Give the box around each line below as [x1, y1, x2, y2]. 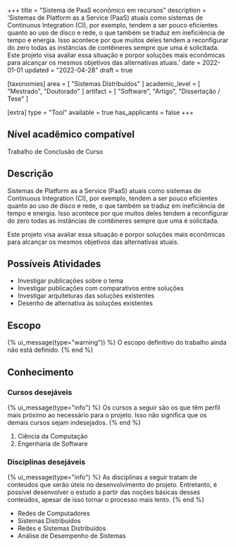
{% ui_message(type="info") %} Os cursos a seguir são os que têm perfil [7, 403, 221, 412]
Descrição [7, 168, 54, 180]
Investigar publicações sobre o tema [17, 276, 124, 285]
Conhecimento [7, 366, 74, 378]
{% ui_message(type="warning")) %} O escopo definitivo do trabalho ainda [7, 338, 227, 347]
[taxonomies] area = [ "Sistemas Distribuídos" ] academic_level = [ [7, 80, 201, 87]
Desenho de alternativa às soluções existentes [17, 299, 154, 307]
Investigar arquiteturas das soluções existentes [17, 292, 155, 300]
